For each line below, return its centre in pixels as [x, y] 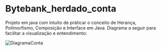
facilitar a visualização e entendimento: [46, 33]
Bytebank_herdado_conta [61, 9]
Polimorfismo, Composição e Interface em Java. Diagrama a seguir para [81, 27]
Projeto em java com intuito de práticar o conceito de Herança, [71, 22]
